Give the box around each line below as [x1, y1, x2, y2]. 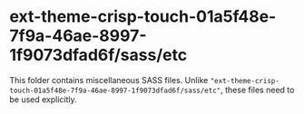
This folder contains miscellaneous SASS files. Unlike [9, 74, 209, 85]
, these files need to [221, 84, 295, 95]
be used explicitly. [9, 93, 77, 105]
